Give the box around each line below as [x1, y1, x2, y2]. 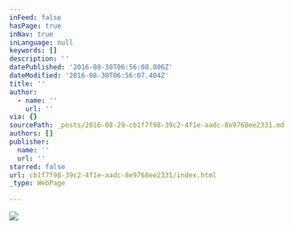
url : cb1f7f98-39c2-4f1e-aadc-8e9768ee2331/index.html [9, 170, 217, 179]
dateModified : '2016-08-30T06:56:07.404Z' [9, 71, 169, 80]
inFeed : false [9, 12, 62, 22]
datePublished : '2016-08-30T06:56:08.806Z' [9, 63, 174, 72]
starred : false [9, 162, 66, 171]
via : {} [9, 112, 38, 121]
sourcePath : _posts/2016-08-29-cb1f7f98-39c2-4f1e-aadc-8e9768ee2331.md [9, 121, 285, 130]
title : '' [9, 79, 46, 88]
